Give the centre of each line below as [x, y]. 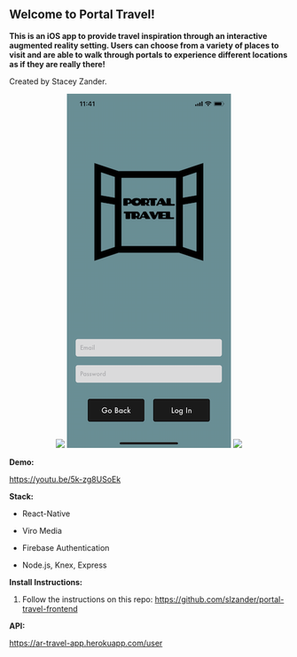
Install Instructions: [46, 582]
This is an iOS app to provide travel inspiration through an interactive [138, 35]
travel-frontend [50, 608]
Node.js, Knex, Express [65, 565]
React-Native [46, 514]
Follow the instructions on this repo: [87, 599]
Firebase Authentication [66, 547]
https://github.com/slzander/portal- [219, 599]
